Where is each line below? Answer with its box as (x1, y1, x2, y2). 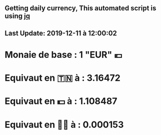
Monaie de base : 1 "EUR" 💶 (4, 49, 122, 60)
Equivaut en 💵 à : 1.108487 (4, 95, 117, 107)
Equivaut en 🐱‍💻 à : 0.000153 (4, 119, 124, 130)
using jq (4, 12, 30, 21)
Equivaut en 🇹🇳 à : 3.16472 (4, 72, 120, 84)
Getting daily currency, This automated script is (4, 4, 156, 13)
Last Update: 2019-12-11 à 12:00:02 (4, 29, 117, 37)
